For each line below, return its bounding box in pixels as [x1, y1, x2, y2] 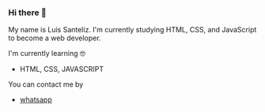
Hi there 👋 [8, 7, 47, 18]
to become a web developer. [8, 33, 101, 43]
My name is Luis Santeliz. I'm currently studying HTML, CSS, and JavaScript [8, 25, 257, 35]
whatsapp [19, 95, 53, 105]
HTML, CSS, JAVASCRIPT [19, 65, 104, 74]
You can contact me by [8, 80, 84, 89]
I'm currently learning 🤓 [8, 49, 85, 58]
